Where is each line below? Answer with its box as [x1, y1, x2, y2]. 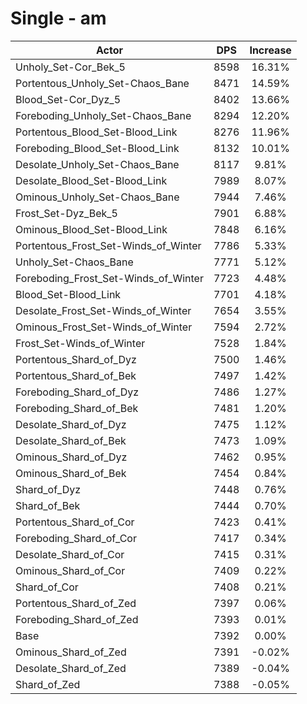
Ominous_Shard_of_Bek [15, 466, 127, 480]
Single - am [10, 7, 107, 30]
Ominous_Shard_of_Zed [15, 645, 127, 659]
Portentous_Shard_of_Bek [15, 368, 137, 382]
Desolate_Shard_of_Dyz [15, 417, 127, 431]
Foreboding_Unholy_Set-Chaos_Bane [15, 108, 192, 122]
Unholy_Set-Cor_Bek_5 [15, 60, 126, 74]
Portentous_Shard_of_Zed [15, 596, 137, 610]
